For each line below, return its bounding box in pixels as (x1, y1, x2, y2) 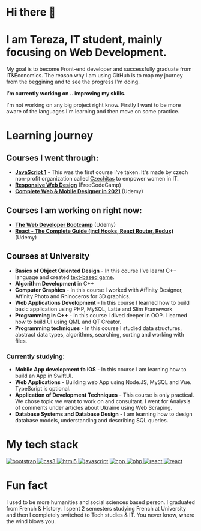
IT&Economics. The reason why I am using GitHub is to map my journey (6, 72, 183, 79)
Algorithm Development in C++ (14, 280, 95, 287)
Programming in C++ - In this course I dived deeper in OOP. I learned (14, 311, 187, 319)
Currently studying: (6, 352, 65, 361)
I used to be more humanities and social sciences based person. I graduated (6, 498, 195, 506)
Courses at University (6, 251, 90, 262)
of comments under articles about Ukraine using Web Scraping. (14, 404, 173, 412)
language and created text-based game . (14, 273, 115, 281)
